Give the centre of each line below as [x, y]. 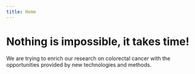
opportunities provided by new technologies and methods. [79, 64]
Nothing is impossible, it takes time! [98, 41]
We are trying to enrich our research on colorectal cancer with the [88, 58]
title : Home [21, 12]
